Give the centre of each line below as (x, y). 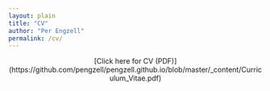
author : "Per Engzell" (46, 31)
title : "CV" (28, 23)
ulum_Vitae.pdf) (135, 78)
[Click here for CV (124, 61)
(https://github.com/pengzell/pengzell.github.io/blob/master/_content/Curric (135, 70)
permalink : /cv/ (35, 38)
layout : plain (32, 16)
